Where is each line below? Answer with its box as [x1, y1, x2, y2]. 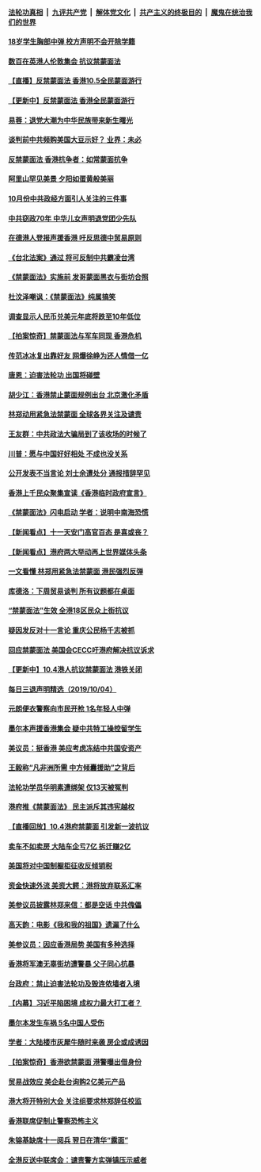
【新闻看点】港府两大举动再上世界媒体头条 [8, 547, 147, 557]
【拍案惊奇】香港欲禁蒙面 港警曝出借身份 [8, 1057, 142, 1067]
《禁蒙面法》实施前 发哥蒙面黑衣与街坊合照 [8, 272, 149, 282]
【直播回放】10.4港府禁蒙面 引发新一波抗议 [8, 822, 149, 831]
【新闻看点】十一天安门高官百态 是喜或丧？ [8, 527, 149, 537]
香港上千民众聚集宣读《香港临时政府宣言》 [8, 488, 147, 497]
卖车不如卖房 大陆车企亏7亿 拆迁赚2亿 [8, 841, 131, 851]
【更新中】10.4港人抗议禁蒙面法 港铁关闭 [8, 665, 142, 674]
